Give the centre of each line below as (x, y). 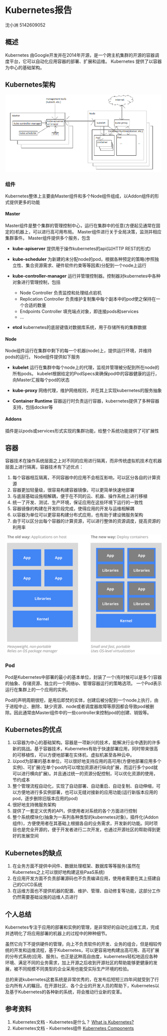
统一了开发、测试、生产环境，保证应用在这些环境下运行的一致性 (78, 503)
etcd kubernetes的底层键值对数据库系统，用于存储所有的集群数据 (79, 327)
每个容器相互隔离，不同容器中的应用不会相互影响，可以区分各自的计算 (84, 478)
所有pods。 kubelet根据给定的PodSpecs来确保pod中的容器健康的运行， (86, 374)
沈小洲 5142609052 (25, 25)
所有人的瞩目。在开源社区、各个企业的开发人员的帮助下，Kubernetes (84, 985)
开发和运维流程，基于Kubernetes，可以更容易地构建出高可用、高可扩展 (86, 950)
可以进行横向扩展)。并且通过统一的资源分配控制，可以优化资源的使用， (85, 774)
